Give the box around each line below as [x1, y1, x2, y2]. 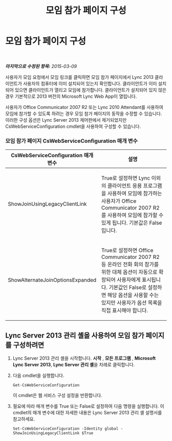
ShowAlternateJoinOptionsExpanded [8, 277, 97, 284]
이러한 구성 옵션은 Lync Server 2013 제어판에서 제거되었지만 [5, 117, 127, 123]
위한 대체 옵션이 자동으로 [101, 269, 158, 276]
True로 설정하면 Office [101, 247, 154, 254]
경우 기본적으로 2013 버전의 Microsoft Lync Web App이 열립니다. [5, 93, 137, 99]
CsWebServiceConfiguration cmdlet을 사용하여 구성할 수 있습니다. [5, 123, 141, 129]
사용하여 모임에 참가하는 [107, 190, 162, 197]
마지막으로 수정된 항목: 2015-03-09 [5, 63, 77, 69]
